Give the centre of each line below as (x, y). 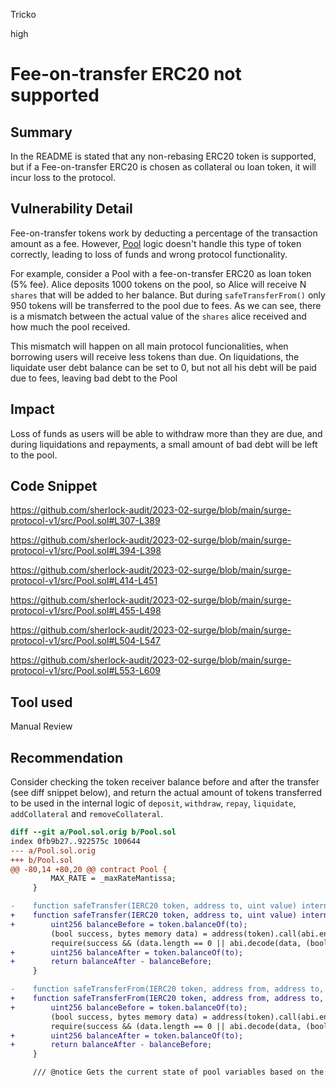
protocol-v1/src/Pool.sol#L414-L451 (84, 581)
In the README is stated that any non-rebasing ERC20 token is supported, (163, 156)
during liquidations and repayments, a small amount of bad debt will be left (164, 444)
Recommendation (66, 757)
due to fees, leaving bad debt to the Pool (94, 378)
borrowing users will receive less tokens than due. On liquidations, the (155, 356)
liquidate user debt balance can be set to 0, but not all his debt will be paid (163, 367)
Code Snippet (54, 486)
